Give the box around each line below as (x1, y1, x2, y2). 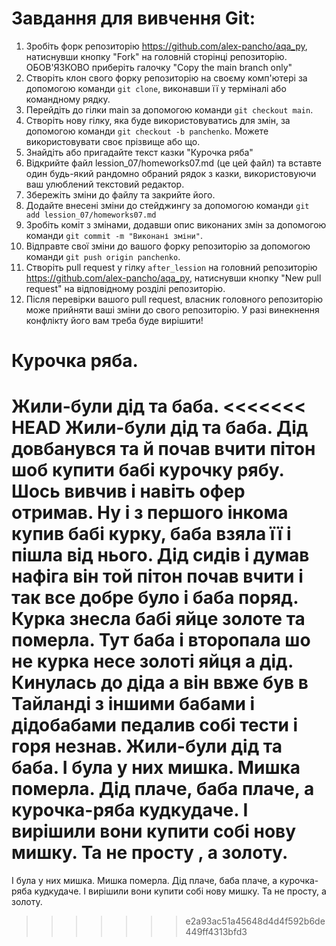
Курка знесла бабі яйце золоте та (11, 608, 306, 631)
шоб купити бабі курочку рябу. (11, 459, 284, 482)
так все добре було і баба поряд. (11, 587, 299, 609)
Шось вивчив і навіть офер (11, 480, 246, 503)
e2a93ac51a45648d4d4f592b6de (185, 915, 326, 927)
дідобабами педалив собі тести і (11, 714, 299, 737)
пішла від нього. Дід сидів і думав (11, 544, 310, 567)
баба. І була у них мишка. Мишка (11, 757, 301, 779)
